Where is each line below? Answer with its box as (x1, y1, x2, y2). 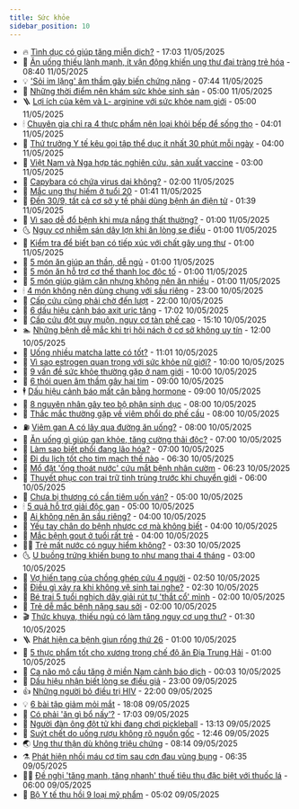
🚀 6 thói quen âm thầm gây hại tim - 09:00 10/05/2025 (22, 375, 224, 387)
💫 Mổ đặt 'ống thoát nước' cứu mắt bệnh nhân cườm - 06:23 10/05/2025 (22, 462, 290, 473)
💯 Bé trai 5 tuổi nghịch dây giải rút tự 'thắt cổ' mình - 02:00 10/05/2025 (22, 591, 286, 602)
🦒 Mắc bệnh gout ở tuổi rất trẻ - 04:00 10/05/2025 (22, 529, 209, 540)
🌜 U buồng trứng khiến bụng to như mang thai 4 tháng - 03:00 (22, 549, 256, 560)
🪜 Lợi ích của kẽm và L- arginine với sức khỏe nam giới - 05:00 (22, 95, 257, 106)
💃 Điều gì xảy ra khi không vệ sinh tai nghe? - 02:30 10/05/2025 (22, 582, 259, 592)
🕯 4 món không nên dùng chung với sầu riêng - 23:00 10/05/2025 (22, 285, 264, 296)
